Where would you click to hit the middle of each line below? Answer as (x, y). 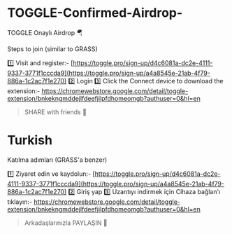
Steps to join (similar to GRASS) (52, 49)
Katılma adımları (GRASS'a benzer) (57, 160)
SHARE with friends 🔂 (56, 112)
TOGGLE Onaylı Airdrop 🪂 (45, 32)
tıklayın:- (20, 202)
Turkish (30, 140)
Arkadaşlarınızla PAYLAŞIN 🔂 (66, 223)
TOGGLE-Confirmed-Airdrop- (95, 13)
